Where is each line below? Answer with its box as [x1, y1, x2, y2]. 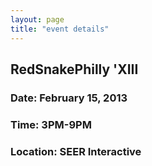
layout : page [10, 14, 65, 25]
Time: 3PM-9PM [10, 117, 92, 131]
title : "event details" [10, 24, 110, 34]
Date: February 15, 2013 [10, 91, 128, 105]
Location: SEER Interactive [10, 144, 142, 158]
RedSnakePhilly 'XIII [10, 61, 139, 78]
